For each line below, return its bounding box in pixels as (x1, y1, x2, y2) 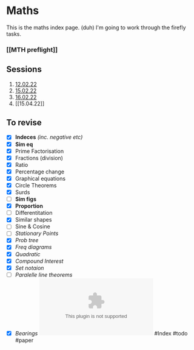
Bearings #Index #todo (15, 329, 188, 337)
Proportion (15, 202, 44, 210)
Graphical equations (15, 175, 65, 182)
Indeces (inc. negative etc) (15, 133, 83, 141)
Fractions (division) (15, 154, 64, 161)
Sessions (6, 65, 42, 75)
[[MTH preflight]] (6, 45, 58, 54)
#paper (15, 336, 34, 344)
